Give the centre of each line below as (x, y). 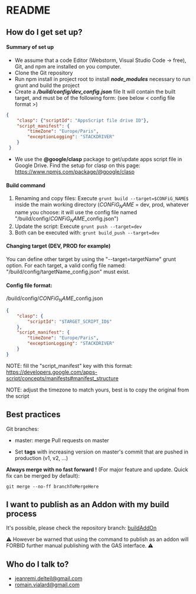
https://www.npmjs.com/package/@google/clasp (74, 171)
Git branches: (23, 429)
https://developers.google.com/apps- (52, 372)
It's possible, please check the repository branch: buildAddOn (81, 528)
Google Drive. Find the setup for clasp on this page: (77, 165)
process (22, 513)
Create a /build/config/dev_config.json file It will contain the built (95, 92)
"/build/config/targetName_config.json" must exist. (68, 272)
